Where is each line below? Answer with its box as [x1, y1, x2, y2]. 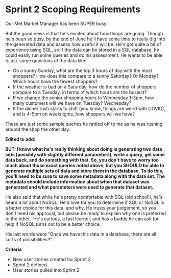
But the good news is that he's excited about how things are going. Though [5, 30, 163, 36]
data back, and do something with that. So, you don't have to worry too [5, 157, 159, 163]
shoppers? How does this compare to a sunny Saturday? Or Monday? [12, 73, 159, 79]
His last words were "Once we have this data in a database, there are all [5, 231, 157, 237]
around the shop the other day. [5, 126, 70, 132]
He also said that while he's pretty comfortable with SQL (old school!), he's [5, 194, 163, 200]
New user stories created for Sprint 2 [12, 256, 91, 262]
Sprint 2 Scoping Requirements [5, 4, 140, 15]
